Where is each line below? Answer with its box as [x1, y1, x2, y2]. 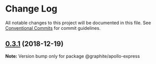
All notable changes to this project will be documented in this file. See [5, 20, 151, 26]
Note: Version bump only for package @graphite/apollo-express [5, 53, 140, 59]
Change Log [5, 3, 57, 15]
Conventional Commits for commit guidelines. [5, 25, 101, 31]
